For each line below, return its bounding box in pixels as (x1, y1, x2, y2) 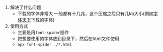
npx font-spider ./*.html (17, 42, 72, 47)
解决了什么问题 (10, 4, 41, 10)
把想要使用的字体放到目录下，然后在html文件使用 (17, 35, 120, 41)
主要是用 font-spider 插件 (17, 29, 69, 35)
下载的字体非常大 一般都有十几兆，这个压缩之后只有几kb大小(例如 (17, 10, 153, 16)
